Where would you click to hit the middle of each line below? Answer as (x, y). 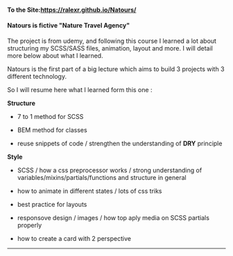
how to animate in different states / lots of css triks (89, 191)
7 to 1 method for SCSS (50, 116)
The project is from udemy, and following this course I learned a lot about (112, 41)
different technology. (37, 76)
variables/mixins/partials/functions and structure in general (102, 177)
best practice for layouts (52, 204)
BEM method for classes (52, 130)
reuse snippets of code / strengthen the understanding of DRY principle (120, 143)
